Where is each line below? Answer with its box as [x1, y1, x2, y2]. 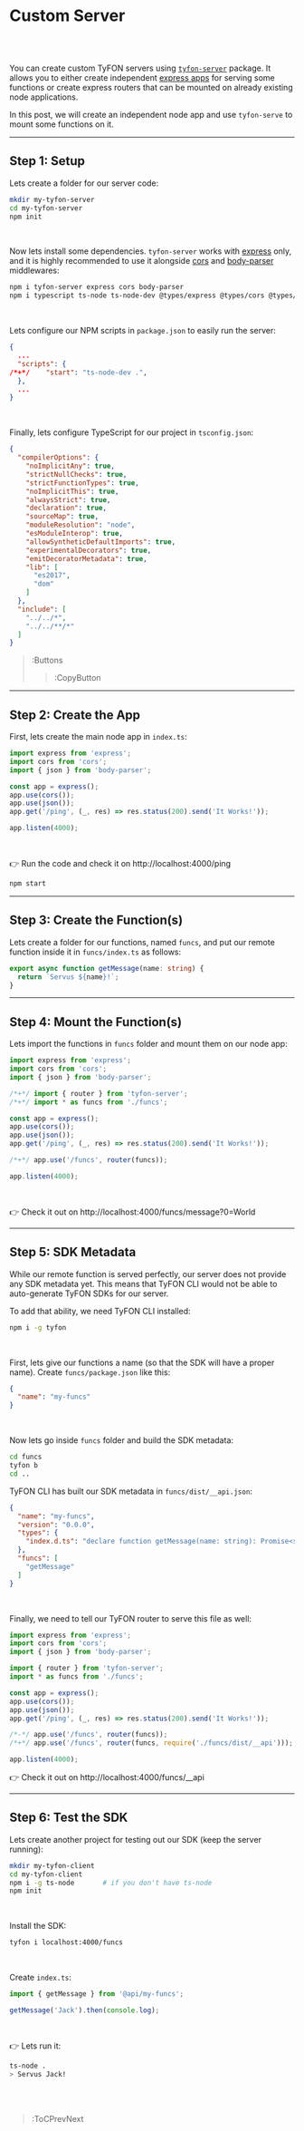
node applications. [9, 92, 79, 102]
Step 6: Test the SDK [9, 1810, 128, 1826]
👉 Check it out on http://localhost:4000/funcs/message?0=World [9, 1206, 256, 1217]
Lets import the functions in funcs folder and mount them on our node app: [9, 1039, 288, 1050]
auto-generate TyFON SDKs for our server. [9, 1288, 169, 1299]
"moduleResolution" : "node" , [25, 520, 136, 530]
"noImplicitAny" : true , [25, 461, 116, 470]
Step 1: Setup [9, 153, 86, 169]
